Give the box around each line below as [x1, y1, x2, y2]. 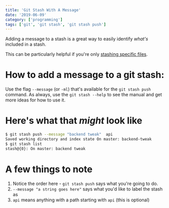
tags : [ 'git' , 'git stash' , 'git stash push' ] [5, 22, 106, 27]
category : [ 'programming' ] [5, 17, 63, 22]
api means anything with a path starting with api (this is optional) [12, 197, 150, 203]
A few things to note [5, 163, 93, 175]
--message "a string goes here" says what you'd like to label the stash [12, 185, 163, 192]
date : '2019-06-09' [5, 12, 47, 17]
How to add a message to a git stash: [5, 69, 164, 81]
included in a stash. [5, 41, 46, 48]
